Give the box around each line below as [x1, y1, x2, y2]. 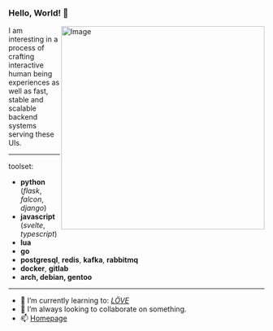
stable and [8, 95, 44, 105]
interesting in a [8, 34, 58, 44]
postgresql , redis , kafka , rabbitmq [19, 255, 139, 265]
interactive [8, 60, 45, 70]
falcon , [19, 194, 45, 204]
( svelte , [19, 220, 46, 230]
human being [8, 69, 53, 79]
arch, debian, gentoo [19, 272, 93, 282]
